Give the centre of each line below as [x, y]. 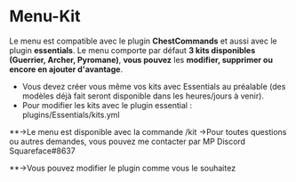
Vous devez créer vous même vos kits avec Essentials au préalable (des [154, 86]
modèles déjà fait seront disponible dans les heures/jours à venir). [143, 96]
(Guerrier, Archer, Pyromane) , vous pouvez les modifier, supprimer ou [141, 59]
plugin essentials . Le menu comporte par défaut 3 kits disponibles [132, 50]
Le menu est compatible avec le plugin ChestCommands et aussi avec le [143, 41]
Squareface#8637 [42, 150]
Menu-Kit [45, 16]
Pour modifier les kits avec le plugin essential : [107, 105]
